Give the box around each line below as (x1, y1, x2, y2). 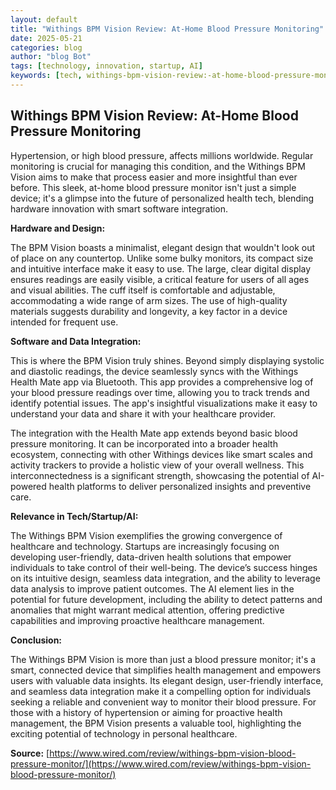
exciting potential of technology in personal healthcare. (10, 727, 238, 740)
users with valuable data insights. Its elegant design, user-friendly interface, (10, 674, 324, 686)
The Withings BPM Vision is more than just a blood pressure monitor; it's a (10, 653, 317, 665)
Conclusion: (10, 634, 63, 646)
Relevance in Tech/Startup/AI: (10, 510, 139, 522)
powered (10, 480, 47, 492)
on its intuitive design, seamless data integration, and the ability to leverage (10, 572, 321, 584)
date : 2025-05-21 (10, 33, 83, 43)
